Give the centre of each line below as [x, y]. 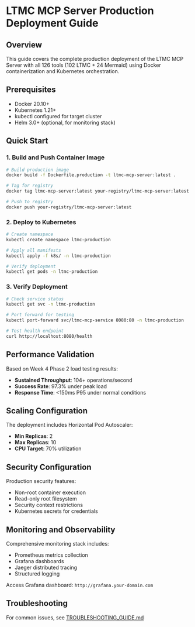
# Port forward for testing [40, 315]
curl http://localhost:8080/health [49, 336]
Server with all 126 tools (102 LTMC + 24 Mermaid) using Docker [84, 65]
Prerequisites [31, 90]
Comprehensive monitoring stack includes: [58, 544]
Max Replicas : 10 [35, 443]
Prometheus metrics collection [51, 555]
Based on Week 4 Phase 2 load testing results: [62, 369]
